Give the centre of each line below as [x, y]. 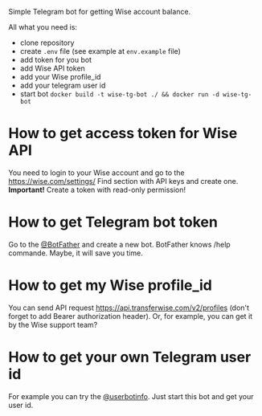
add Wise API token [53, 68]
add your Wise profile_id [60, 77]
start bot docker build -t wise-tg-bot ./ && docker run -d [119, 94]
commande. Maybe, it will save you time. [76, 253]
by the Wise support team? [53, 324]
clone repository [47, 43]
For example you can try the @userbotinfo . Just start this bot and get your [131, 396]
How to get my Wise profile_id [111, 285]
